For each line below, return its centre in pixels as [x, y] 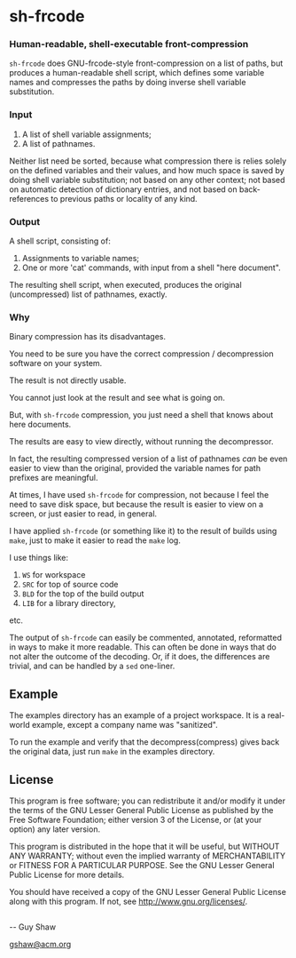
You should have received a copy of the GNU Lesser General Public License [148, 892]
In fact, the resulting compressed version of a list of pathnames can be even [148, 459]
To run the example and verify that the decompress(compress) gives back [144, 742]
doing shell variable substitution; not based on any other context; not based [147, 180]
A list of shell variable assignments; [87, 134]
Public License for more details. [67, 874]
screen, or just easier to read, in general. [83, 514]
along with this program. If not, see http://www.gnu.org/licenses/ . [129, 901]
